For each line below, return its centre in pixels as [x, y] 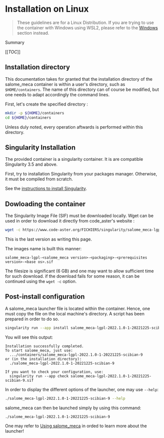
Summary [15, 42]
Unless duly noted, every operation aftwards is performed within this [74, 127]
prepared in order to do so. [32, 319]
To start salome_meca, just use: [39, 350]
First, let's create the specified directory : [47, 104]
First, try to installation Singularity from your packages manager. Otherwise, [81, 174]
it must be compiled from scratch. [39, 179]
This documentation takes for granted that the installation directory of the [79, 79]
